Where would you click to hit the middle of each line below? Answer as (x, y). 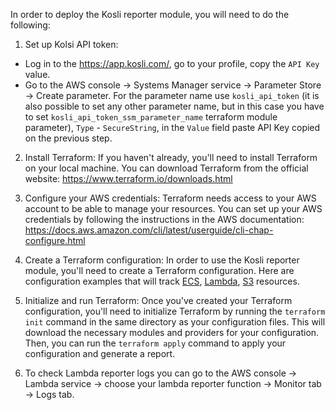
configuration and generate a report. (100, 353)
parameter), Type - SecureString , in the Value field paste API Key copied (172, 127)
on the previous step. (68, 138)
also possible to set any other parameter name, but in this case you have (174, 106)
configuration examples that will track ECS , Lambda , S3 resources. (162, 281)
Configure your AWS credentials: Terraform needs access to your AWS (170, 198)
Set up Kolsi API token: (71, 44)
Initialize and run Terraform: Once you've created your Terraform (158, 300)
